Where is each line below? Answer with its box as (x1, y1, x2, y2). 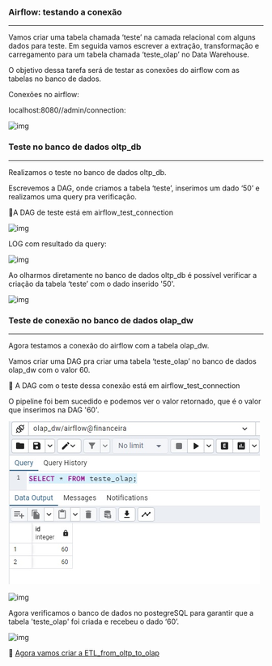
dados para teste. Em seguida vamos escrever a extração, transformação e (8, 41, 260, 51)
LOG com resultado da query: (8, 238, 107, 249)
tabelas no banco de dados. (8, 74, 102, 83)
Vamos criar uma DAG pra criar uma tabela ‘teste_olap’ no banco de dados (8, 356, 257, 366)
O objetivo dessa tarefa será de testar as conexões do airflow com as (8, 66, 240, 75)
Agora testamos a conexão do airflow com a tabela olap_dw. (8, 340, 210, 350)
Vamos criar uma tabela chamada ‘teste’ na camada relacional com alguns (8, 32, 257, 42)
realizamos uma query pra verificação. (8, 191, 138, 201)
